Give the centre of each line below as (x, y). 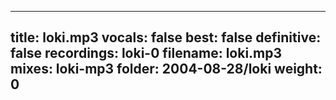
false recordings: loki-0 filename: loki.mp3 (146, 53)
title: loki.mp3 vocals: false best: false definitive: (166, 37)
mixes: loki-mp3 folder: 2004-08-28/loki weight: (166, 69)
